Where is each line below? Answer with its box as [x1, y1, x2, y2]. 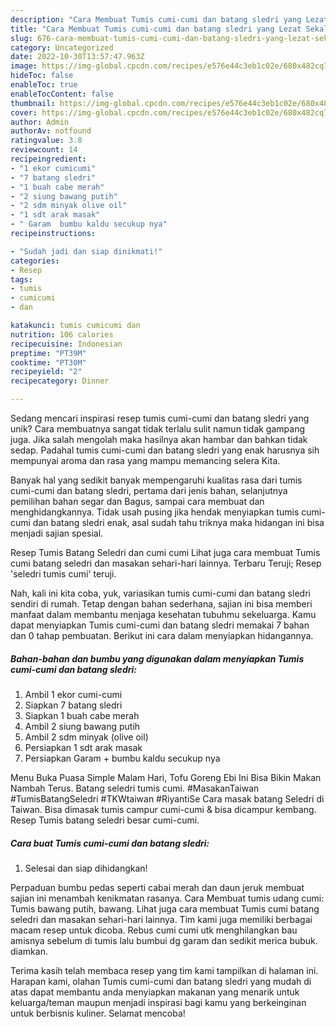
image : [10, 61, 38, 71]
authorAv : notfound [10, 126, 92, 136]
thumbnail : [10, 98, 56, 108]
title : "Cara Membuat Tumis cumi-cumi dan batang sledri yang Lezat [10, 24, 302, 34]
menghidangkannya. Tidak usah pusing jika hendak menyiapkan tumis [10, 506, 300, 518]
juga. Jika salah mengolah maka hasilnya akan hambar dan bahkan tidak [10, 434, 308, 445]
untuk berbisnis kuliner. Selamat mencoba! [10, 1007, 186, 1019]
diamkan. [10, 945, 48, 957]
